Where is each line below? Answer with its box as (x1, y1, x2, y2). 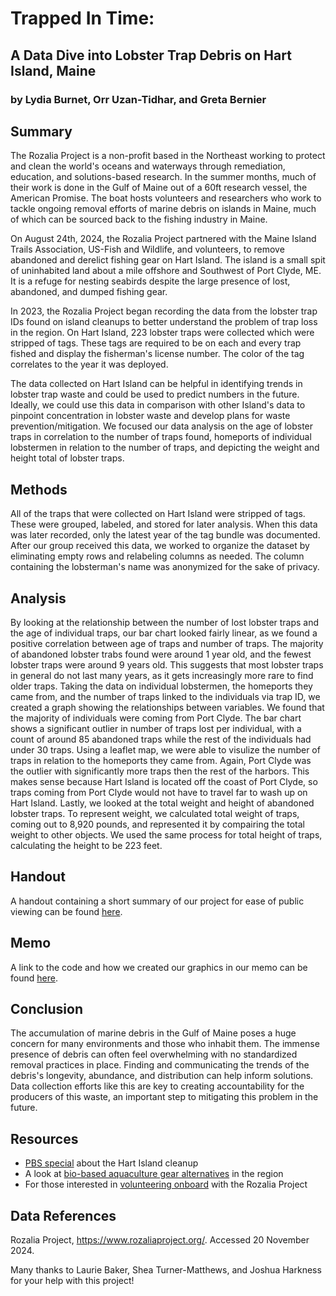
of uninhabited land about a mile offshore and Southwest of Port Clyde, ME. (10, 265, 322, 277)
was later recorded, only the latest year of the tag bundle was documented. (10, 529, 321, 541)
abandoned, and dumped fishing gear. (10, 286, 168, 298)
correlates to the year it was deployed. (10, 358, 169, 371)
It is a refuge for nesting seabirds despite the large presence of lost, (10, 275, 291, 287)
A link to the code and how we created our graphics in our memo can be (10, 961, 308, 973)
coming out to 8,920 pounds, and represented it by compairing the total (10, 818, 306, 830)
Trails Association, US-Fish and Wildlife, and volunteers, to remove (10, 243, 285, 256)
